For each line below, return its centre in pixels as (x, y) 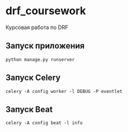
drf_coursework (46, 11)
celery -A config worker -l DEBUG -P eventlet (64, 91)
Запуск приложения (45, 46)
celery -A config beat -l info (44, 123)
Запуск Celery (33, 78)
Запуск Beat (29, 109)
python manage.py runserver (40, 59)
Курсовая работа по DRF (37, 27)
